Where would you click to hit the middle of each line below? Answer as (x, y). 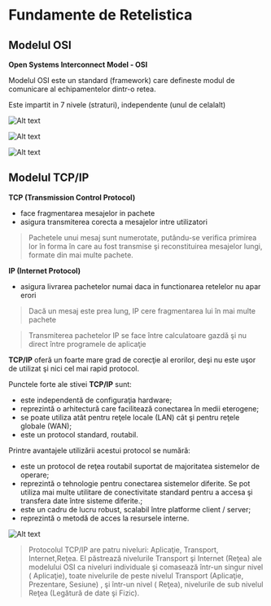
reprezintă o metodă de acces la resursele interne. (105, 518)
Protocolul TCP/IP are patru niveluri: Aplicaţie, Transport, (123, 549)
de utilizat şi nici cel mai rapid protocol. (74, 368)
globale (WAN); (46, 426)
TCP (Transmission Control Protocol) (72, 197)
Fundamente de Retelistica (101, 15)
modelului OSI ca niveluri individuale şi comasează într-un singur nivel (146, 567)
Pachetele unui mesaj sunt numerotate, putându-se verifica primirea (142, 237)
